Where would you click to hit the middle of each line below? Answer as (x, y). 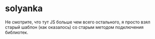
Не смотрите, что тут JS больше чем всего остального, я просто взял (78, 22)
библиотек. (17, 32)
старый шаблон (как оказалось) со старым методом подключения (74, 27)
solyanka (24, 9)
